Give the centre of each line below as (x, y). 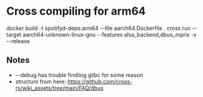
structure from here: (40, 81)
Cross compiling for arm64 (76, 11)
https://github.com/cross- (100, 81)
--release (18, 41)
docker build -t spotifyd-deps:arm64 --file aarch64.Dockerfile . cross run (98, 28)
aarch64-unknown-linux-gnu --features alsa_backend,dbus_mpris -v (109, 34)
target (14, 34)
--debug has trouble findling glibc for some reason (79, 75)
